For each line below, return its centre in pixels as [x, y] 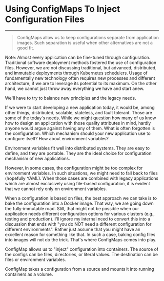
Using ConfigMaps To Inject [63, 9]
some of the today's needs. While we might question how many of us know [81, 118]
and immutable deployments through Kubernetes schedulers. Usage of [76, 73]
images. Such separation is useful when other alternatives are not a [85, 43]
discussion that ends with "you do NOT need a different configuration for [78, 224]
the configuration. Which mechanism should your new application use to [78, 133]
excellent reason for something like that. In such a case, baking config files [80, 234]
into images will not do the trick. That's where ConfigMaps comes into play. [81, 239]
